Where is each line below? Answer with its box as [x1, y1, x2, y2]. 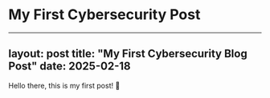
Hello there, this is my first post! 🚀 [8, 80, 121, 90]
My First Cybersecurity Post [8, 6, 201, 24]
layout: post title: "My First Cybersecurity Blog [8, 47, 247, 61]
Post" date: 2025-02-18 [8, 60, 131, 73]
